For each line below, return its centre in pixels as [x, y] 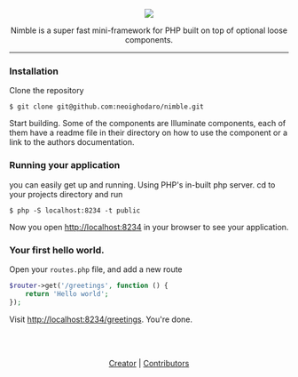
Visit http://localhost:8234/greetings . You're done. [101, 319]
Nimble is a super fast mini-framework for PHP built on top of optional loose [149, 30]
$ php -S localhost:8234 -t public [75, 210]
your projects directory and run [66, 194]
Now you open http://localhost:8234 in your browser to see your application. [149, 227]
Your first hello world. [57, 250]
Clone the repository [47, 91]
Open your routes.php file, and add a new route [96, 269]
